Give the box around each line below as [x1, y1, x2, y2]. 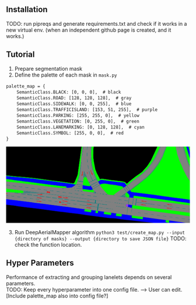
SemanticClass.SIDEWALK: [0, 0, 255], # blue [16, 100, 132, 107]
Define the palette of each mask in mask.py [14, 71, 117, 78]
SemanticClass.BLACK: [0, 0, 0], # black [16, 89, 121, 95]
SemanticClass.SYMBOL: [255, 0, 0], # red [16, 130, 124, 136]
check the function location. [14, 241, 82, 248]
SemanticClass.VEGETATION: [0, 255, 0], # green [16, 118, 140, 124]
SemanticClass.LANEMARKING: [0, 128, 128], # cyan [16, 124, 145, 130]
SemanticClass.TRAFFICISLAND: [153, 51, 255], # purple [16, 106, 158, 113]
